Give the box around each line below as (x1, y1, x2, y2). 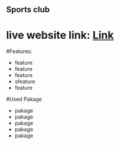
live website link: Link (6, 28, 114, 42)
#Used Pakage (6, 95, 43, 103)
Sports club (6, 5, 50, 15)
